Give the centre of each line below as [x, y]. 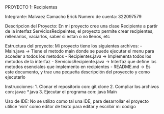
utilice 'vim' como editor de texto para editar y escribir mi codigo [70, 106]
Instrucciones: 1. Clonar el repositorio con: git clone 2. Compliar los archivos [82, 87]
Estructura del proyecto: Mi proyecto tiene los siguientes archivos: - [74, 46]
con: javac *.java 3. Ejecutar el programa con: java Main [61, 92]
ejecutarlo [15, 77]
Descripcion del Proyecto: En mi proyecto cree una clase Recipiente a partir [82, 26]
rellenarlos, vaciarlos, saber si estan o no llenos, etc [58, 36]
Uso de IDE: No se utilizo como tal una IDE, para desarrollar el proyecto [77, 101]
